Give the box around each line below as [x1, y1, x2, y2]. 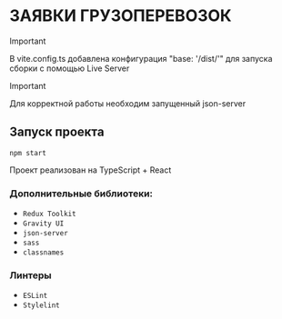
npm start [9, 148, 47, 157]
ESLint [22, 292, 48, 301]
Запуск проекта [9, 125, 105, 140]
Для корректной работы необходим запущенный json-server [9, 97, 247, 109]
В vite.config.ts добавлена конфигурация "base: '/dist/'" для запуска [9, 53, 273, 64]
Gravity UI [22, 219, 65, 228]
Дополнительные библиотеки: [9, 187, 153, 200]
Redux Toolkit [22, 210, 76, 219]
